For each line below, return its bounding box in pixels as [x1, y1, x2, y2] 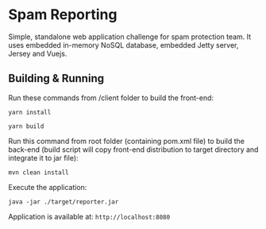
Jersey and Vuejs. [8, 49, 67, 58]
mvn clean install [8, 169, 69, 177]
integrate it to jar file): [8, 153, 79, 162]
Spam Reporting [8, 6, 118, 24]
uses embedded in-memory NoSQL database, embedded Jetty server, [8, 40, 239, 49]
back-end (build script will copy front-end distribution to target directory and [8, 145, 259, 154]
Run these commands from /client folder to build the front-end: [8, 93, 214, 103]
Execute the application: [8, 182, 87, 192]
